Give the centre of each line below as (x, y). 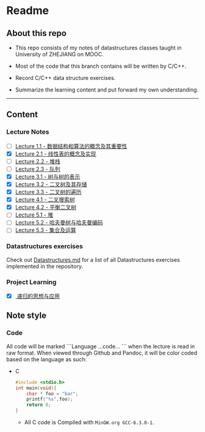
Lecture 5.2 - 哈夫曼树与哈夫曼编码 (59, 223)
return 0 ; (39, 405)
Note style (27, 316)
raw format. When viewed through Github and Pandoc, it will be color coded (102, 353)
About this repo (37, 33)
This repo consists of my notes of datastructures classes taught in (98, 48)
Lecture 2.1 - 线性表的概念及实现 (56, 154)
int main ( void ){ (36, 388)
